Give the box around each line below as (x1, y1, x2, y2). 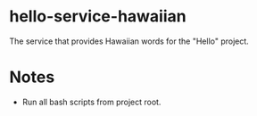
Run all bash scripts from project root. (21, 96, 162, 107)
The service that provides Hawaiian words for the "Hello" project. (9, 36, 250, 46)
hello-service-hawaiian (9, 6, 187, 27)
